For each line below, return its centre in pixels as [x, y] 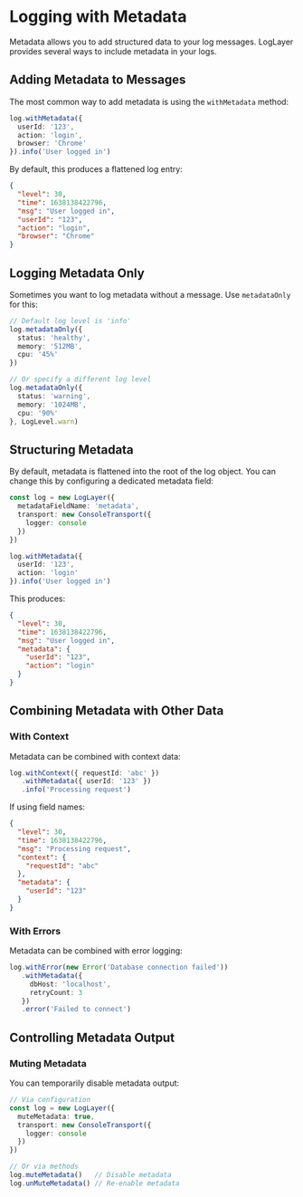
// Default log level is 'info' [70, 321]
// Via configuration [50, 1100]
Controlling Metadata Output [92, 1037]
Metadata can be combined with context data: [95, 756]
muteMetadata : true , [56, 1116]
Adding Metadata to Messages [98, 80]
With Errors [35, 931]
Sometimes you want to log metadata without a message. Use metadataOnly [150, 294]
